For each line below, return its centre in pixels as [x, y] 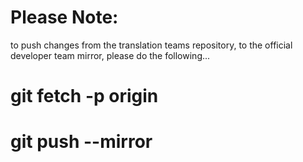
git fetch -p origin [84, 96]
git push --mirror [81, 142]
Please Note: [64, 17]
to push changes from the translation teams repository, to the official [151, 45]
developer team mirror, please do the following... [110, 55]
